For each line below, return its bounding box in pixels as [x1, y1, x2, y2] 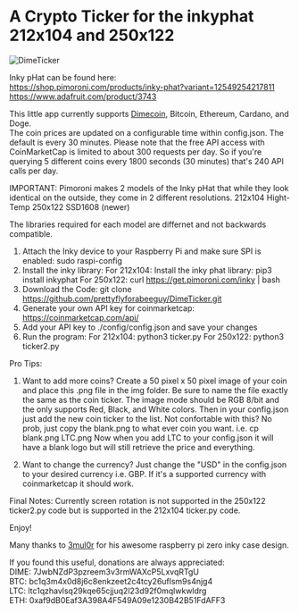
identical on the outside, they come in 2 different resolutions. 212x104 [9, 192, 265, 203]
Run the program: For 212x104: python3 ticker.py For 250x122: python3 [21, 331, 284, 341]
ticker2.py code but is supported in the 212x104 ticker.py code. [9, 505, 241, 516]
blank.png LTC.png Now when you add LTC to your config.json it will [21, 432, 274, 443]
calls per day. [9, 165, 59, 176]
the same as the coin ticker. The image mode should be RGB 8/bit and [21, 394, 279, 405]
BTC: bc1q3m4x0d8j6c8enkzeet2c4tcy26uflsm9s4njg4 [9, 575, 213, 586]
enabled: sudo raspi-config [21, 255, 123, 265]
